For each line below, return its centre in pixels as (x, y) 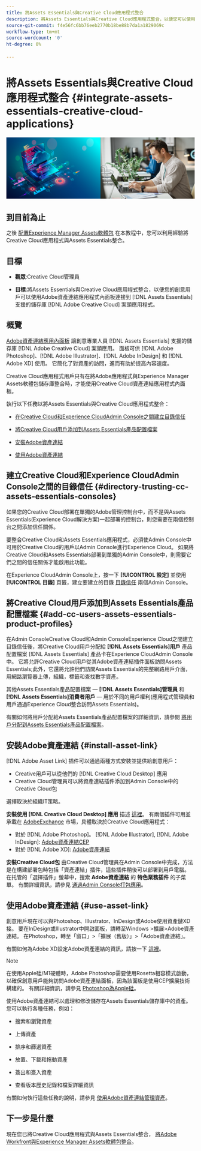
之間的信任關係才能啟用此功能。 (51, 562)
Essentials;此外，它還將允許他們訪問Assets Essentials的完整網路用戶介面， (99, 669)
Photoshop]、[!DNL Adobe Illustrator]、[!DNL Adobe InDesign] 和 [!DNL (95, 356)
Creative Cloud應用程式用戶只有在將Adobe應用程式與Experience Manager (98, 376)
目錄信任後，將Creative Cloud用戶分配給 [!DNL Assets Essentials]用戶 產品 (99, 647)
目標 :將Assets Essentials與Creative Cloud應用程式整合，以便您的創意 (100, 289)
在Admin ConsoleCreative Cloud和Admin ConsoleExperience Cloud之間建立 (100, 639)
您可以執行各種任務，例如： (40, 1009)
